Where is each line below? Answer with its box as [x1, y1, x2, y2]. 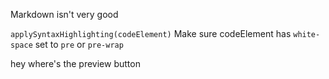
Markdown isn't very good [10, 9, 119, 20]
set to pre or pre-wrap [34, 39, 124, 50]
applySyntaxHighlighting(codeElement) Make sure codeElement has [10, 28, 292, 39]
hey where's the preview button [10, 58, 141, 69]
